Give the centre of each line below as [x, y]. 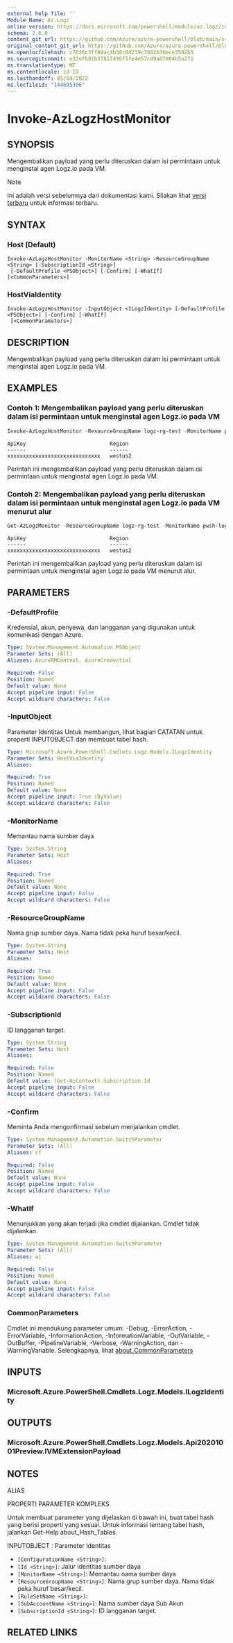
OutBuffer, [22, 1343]
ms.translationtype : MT [42, 65]
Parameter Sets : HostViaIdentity [55, 758]
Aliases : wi [24, 1257]
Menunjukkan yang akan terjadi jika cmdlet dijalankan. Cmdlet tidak [103, 1224]
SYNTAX [27, 225]
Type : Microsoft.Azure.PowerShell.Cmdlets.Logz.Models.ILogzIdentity [110, 752]
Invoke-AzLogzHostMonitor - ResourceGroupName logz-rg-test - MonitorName [114, 431]
